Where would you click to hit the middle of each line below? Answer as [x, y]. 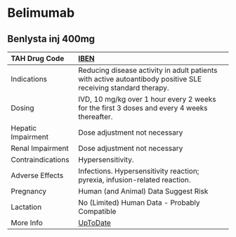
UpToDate [94, 223]
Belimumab [41, 13]
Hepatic [24, 128]
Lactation [26, 207]
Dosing [22, 108]
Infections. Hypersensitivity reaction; [139, 171]
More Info [27, 223]
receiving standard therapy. [124, 88]
